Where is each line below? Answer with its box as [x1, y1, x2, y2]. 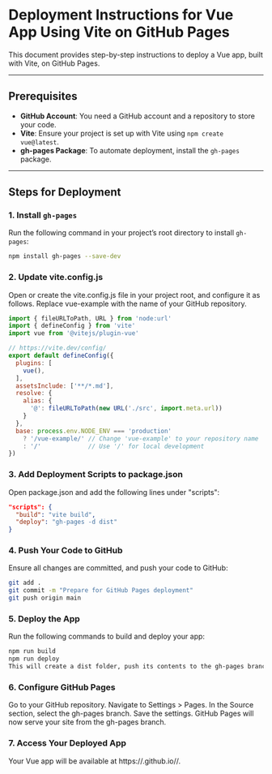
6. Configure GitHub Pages [8, 682, 116, 693]
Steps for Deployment [8, 185, 121, 200]
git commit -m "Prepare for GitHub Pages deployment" [8, 587, 194, 595]
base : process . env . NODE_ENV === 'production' [15, 427, 172, 435]
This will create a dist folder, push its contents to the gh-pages [8, 663, 244, 671]
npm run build [8, 647, 57, 656]
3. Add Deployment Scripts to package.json [8, 469, 184, 480]
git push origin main [8, 594, 82, 602]
